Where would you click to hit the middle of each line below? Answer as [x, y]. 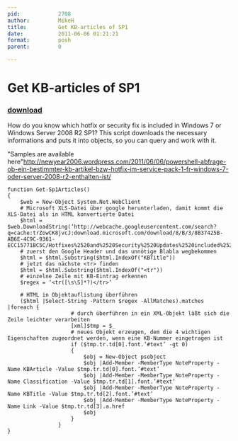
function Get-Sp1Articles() [49, 190]
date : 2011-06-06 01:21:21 [63, 34]
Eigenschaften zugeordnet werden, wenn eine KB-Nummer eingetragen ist [115, 338]
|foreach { [23, 308]
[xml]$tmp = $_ [93, 326]
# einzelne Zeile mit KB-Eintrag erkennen [84, 277]
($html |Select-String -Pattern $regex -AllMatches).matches [112, 302]
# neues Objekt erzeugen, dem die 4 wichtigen [141, 332]
